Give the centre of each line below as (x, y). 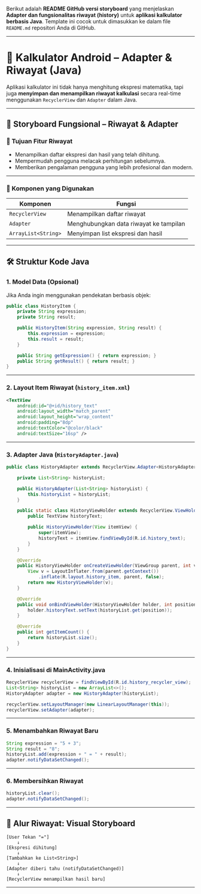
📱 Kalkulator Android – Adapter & (89, 58)
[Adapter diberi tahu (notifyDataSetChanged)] (65, 869)
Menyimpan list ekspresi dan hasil (115, 233)
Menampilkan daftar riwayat (106, 214)
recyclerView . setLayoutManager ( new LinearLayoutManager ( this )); (88, 704)
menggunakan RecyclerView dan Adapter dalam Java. (72, 100)
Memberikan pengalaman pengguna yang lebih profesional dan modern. (104, 167)
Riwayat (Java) (44, 70)
